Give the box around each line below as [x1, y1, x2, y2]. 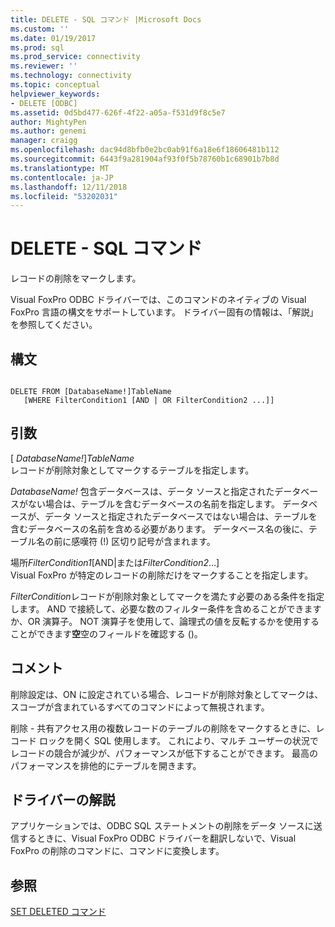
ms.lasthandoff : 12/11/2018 [10, 182, 128, 192]
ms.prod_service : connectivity [10, 52, 141, 62]
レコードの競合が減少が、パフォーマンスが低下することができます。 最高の [10, 747, 318, 759]
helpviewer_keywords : [10, 89, 101, 99]
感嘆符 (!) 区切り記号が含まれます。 [71, 535, 216, 547]
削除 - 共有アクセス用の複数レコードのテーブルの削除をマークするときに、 [10, 722, 317, 734]
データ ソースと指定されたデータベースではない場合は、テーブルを [44, 510, 318, 522]
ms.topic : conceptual [10, 80, 101, 90]
